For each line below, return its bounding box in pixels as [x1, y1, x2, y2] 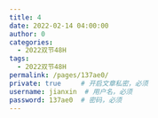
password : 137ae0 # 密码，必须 [9, 95, 122, 105]
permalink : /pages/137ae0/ [9, 71, 109, 80]
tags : [9, 54, 29, 63]
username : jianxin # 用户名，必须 [9, 87, 133, 96]
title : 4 [9, 12, 42, 22]
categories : [9, 37, 53, 47]
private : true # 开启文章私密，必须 [9, 79, 149, 88]
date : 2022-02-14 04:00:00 [9, 21, 109, 30]
